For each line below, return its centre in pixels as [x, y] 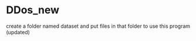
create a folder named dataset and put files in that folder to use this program [98, 26]
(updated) [18, 32]
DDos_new [33, 10]
